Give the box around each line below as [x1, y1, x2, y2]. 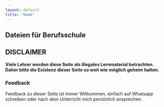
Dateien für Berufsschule [5, 31, 86, 39]
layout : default [5, 7, 39, 13]
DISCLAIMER [5, 48, 46, 57]
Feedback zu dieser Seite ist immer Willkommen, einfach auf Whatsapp [5, 91, 153, 96]
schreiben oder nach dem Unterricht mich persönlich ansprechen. [5, 96, 143, 102]
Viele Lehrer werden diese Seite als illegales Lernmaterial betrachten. [5, 61, 154, 67]
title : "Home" [5, 12, 35, 17]
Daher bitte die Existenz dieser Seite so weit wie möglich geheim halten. [5, 67, 159, 73]
